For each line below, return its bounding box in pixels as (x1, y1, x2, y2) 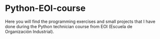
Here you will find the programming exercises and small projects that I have (5, 19, 156, 24)
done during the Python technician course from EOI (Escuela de (5, 23, 132, 29)
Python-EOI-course (5, 3, 86, 14)
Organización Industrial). (5, 29, 54, 34)
